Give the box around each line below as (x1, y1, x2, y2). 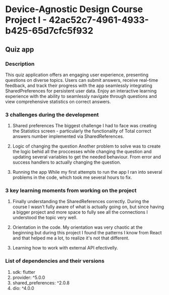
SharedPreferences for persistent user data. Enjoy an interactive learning (5, 87, 157, 94)
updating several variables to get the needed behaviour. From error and (12, 154, 161, 160)
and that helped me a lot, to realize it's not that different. (12, 235, 130, 241)
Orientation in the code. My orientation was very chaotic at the (12, 224, 143, 230)
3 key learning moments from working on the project (5, 187, 137, 194)
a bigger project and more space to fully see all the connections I (12, 209, 148, 215)
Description (5, 60, 35, 67)
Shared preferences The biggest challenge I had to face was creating (12, 123, 157, 129)
